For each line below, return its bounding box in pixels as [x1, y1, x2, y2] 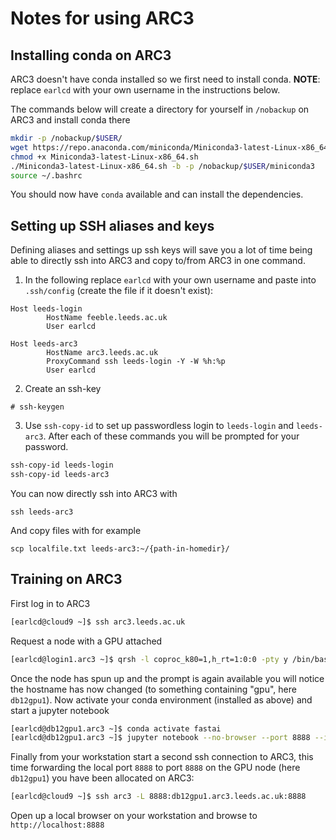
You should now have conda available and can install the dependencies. [10, 188, 304, 201]
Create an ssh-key [24, 383, 102, 395]
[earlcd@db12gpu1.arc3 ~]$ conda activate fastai [10, 723, 222, 734]
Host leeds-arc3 [10, 339, 78, 349]
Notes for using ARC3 [10, 7, 195, 30]
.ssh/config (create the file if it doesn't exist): [24, 285, 214, 297]
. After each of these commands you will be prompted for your [43, 430, 300, 442]
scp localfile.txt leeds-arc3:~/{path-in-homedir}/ [10, 543, 230, 554]
